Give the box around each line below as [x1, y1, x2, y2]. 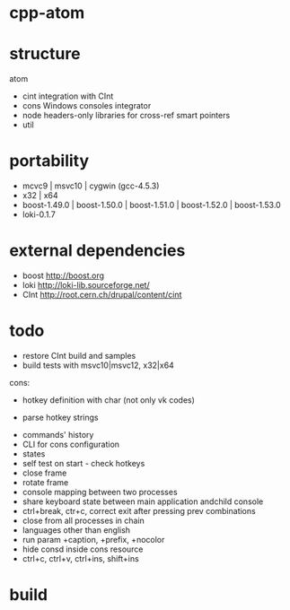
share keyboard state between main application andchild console [22, 496, 264, 507]
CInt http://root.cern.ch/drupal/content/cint [22, 290, 182, 300]
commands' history [22, 429, 94, 440]
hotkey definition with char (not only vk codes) [22, 394, 196, 405]
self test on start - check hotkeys [22, 457, 145, 468]
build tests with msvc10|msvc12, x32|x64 [22, 360, 175, 370]
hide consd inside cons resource [22, 544, 144, 554]
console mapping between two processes [22, 486, 178, 497]
